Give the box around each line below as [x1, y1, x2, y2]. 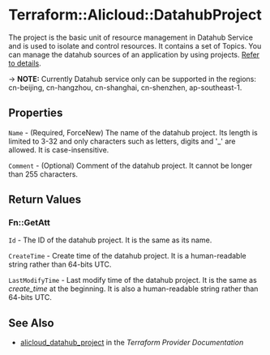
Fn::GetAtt [8, 217, 50, 229]
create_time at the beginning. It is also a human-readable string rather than [8, 284, 259, 293]
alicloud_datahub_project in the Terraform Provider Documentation [19, 338, 244, 348]
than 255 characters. [8, 169, 79, 179]
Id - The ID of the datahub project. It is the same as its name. [8, 235, 212, 245]
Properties [8, 106, 63, 120]
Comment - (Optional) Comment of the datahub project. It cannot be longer [8, 160, 253, 170]
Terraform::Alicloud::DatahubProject [8, 6, 262, 24]
